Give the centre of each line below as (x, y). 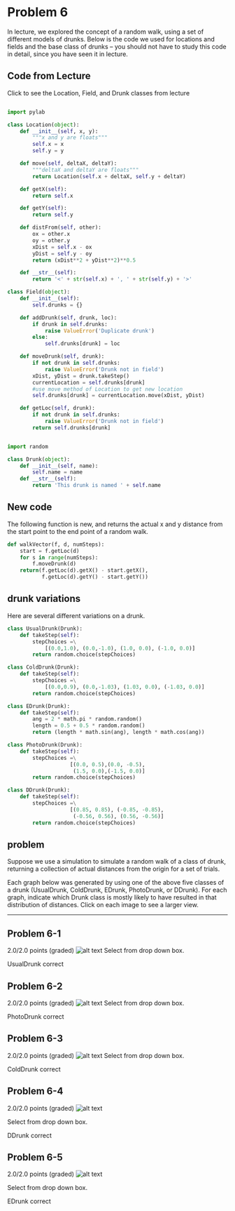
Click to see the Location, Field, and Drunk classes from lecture (99, 93)
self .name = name (57, 472)
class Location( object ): (43, 125)
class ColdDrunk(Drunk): (43, 667)
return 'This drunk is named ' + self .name (97, 486)
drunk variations (44, 599)
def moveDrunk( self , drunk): (62, 356)
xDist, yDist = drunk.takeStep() (81, 376)
